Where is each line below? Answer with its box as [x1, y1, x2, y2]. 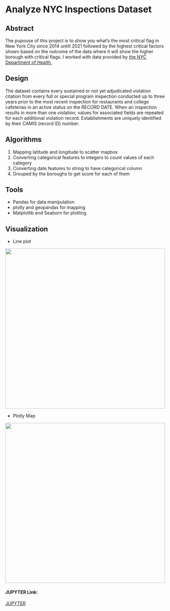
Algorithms [5, 135, 42, 144]
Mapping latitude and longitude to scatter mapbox [12, 149, 118, 155]
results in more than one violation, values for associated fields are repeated [5, 109, 164, 116]
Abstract [5, 24, 34, 33]
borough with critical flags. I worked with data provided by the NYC [5, 54, 147, 60]
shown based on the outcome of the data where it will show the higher [5, 49, 154, 54]
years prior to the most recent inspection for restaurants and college [5, 98, 149, 104]
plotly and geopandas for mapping [12, 204, 86, 210]
